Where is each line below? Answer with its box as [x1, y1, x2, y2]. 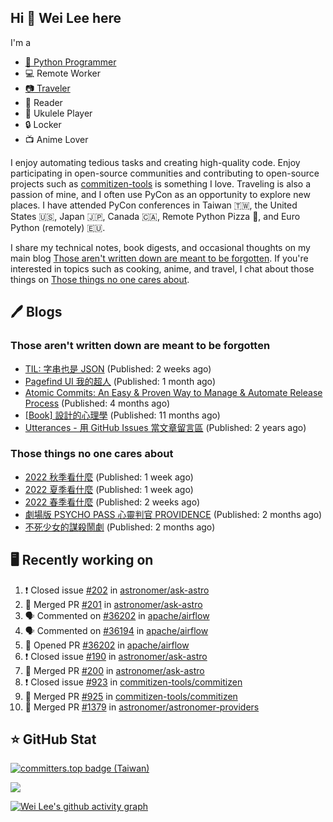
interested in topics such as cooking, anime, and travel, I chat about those [10, 262, 315, 275]
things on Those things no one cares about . [10, 273, 190, 285]
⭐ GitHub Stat [10, 731, 97, 748]
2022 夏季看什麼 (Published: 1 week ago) [24, 483, 194, 495]
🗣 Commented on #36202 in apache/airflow [24, 609, 210, 621]
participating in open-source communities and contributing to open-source [10, 167, 320, 179]
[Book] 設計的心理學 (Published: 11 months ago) [24, 409, 221, 421]
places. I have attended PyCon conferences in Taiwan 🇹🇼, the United [10, 199, 298, 211]
